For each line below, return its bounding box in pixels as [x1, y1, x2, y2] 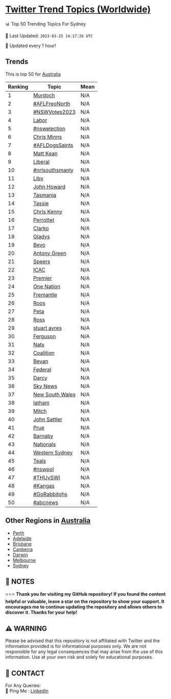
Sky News [33, 382, 58, 390]
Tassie [33, 199, 49, 207]
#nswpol [33, 465, 54, 472]
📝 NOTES [5, 577, 35, 586]
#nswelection [33, 125, 66, 132]
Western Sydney [33, 449, 73, 456]
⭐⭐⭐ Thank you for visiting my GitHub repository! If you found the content [5, 591, 166, 597]
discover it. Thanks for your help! [5, 610, 78, 616]
